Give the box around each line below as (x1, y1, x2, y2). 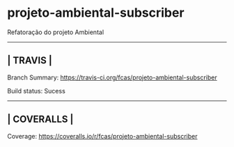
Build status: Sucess (7, 86, 66, 95)
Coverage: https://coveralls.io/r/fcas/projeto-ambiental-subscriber (7, 132, 198, 140)
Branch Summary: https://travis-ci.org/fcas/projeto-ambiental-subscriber (7, 73, 217, 82)
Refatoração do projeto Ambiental (7, 28, 104, 36)
